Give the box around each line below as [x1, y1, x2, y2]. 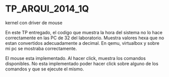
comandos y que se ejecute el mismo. [5, 66, 84, 72]
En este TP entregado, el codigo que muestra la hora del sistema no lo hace [5, 29, 163, 35]
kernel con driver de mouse [5, 20, 63, 26]
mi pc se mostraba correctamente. [5, 45, 77, 51]
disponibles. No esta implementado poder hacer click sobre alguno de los [5, 60, 159, 66]
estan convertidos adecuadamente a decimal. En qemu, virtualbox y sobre [5, 40, 160, 46]
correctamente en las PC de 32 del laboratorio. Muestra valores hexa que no [5, 35, 164, 41]
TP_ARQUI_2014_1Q [5, 3, 89, 15]
